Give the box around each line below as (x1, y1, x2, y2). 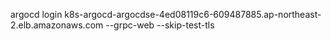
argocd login (10, 9, 63, 20)
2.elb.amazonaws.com (10, 19, 104, 31)
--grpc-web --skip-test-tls (105, 19, 215, 31)
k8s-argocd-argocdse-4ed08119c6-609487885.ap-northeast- (64, 9, 322, 20)
